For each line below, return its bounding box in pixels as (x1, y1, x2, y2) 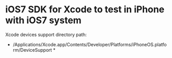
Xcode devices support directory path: (5, 31, 87, 37)
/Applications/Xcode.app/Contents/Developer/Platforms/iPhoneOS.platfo (12, 41, 167, 47)
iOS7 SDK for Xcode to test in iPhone (5, 4, 165, 15)
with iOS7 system (5, 14, 82, 26)
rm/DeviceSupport (12, 47, 52, 53)
